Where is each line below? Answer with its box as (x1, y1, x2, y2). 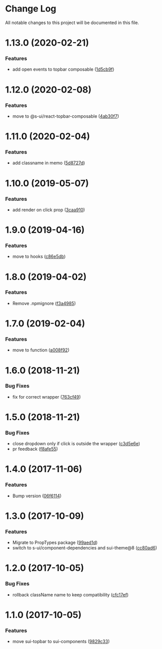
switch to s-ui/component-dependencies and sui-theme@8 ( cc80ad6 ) (12, 545, 158, 551)
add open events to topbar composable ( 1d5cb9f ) (12, 66, 115, 73)
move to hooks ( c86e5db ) (12, 253, 66, 259)
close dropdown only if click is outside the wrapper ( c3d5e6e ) (12, 441, 141, 447)
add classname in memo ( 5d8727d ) (12, 160, 85, 166)
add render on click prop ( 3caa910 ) (12, 206, 85, 213)
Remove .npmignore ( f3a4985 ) (12, 300, 76, 306)
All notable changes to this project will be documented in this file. (5, 20, 140, 26)
